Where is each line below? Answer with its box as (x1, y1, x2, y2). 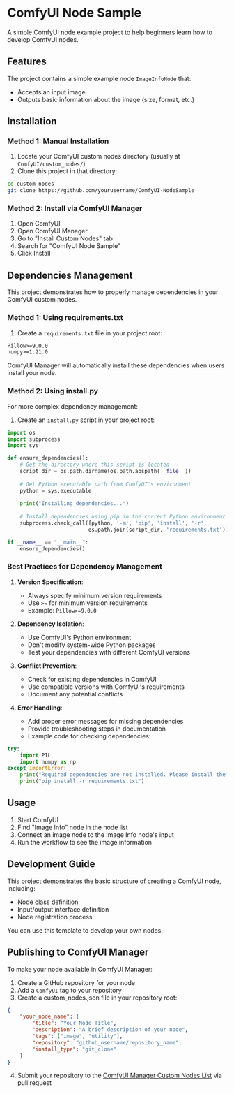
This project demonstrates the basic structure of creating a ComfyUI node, (7, 877, 221, 885)
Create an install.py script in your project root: (17, 416, 155, 424)
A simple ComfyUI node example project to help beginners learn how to (7, 28, 212, 36)
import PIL (19, 752, 52, 759)
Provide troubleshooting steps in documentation (27, 724, 166, 733)
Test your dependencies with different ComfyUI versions (27, 648, 190, 656)
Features (7, 56, 47, 68)
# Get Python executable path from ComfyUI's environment (19, 481, 192, 488)
